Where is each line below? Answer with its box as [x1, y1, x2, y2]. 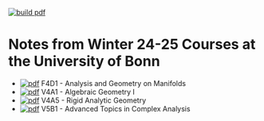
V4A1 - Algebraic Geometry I [41, 87, 136, 96]
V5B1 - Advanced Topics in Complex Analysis [41, 103, 191, 113]
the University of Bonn [8, 53, 161, 71]
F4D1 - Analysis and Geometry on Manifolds [41, 78, 186, 88]
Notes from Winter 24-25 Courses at [8, 36, 256, 53]
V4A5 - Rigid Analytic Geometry [41, 96, 147, 105]
